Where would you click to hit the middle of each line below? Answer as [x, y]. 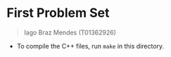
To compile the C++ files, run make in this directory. [90, 46]
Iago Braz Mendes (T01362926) [70, 32]
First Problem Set [58, 13]
